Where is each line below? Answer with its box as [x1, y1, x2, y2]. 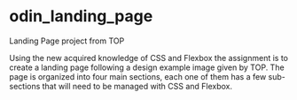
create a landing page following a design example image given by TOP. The [9, 62, 285, 73]
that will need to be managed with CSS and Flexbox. [42, 81, 233, 91]
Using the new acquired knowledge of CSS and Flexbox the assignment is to [9, 52, 288, 63]
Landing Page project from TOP [9, 35, 125, 46]
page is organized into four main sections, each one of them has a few [9, 71, 267, 81]
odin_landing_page [9, 6, 153, 27]
